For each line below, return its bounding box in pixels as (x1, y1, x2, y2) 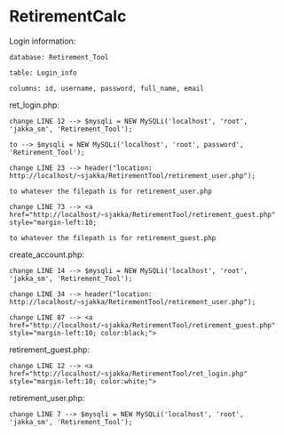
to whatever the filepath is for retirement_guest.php (9, 233, 217, 242)
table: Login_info (9, 68, 77, 77)
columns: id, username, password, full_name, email (9, 84, 204, 93)
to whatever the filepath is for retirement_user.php (9, 187, 213, 196)
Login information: (9, 36, 76, 46)
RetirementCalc (9, 6, 127, 27)
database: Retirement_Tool (9, 52, 109, 61)
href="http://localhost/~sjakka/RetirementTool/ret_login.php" (9, 369, 248, 378)
